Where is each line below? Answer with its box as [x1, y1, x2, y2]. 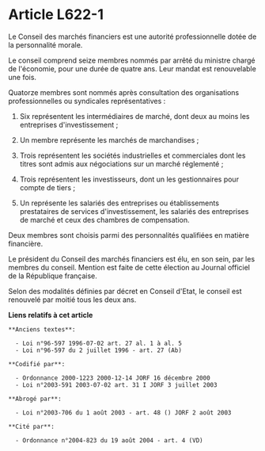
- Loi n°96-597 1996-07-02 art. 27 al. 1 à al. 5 [15, 339, 182, 347]
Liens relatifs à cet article [8, 310, 93, 319]
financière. [8, 239, 44, 248]
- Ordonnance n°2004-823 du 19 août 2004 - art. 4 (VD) [15, 436, 203, 445]
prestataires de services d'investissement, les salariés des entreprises [19, 206, 249, 216]
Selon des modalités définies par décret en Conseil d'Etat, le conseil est [8, 286, 243, 296]
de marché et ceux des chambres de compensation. [19, 215, 190, 224]
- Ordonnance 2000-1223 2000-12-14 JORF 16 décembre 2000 [15, 374, 211, 382]
